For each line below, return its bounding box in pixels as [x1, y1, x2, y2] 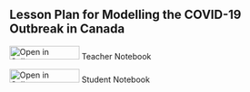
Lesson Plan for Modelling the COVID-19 [9, 7, 242, 23]
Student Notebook [81, 74, 150, 85]
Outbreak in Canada [9, 22, 125, 37]
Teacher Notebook [81, 51, 152, 61]
